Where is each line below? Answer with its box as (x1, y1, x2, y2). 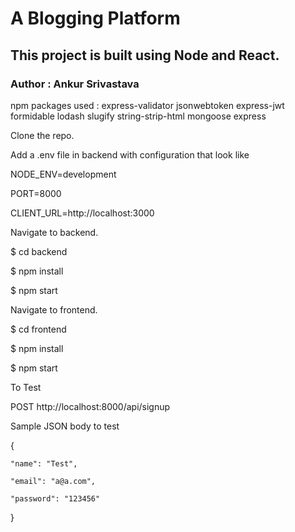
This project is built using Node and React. (10, 47, 280, 64)
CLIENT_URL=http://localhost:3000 (10, 207, 155, 219)
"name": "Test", (10, 458, 78, 469)
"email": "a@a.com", (10, 476, 97, 486)
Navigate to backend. (10, 226, 99, 238)
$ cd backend (10, 245, 68, 257)
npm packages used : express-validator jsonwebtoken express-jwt (10, 99, 285, 111)
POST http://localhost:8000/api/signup (10, 400, 171, 412)
